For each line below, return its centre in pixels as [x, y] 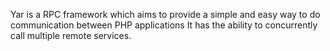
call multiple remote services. [71, 35]
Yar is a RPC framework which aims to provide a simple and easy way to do [165, 14]
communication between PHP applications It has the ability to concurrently [164, 25]
